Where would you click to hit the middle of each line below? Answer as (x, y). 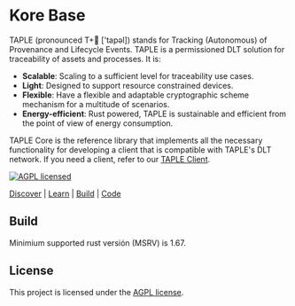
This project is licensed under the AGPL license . (97, 292)
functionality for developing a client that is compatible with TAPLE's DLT (140, 149)
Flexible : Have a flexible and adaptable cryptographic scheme (136, 95)
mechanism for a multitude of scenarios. (96, 104)
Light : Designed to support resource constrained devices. (128, 85)
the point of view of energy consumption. (97, 123)
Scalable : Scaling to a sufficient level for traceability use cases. (138, 75)
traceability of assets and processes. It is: (85, 59)
